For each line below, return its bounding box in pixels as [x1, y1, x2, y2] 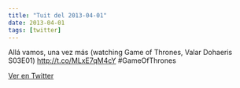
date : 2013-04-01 [8, 19, 65, 27]
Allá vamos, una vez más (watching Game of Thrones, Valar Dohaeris [8, 48, 233, 57]
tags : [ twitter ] [8, 26, 61, 34]
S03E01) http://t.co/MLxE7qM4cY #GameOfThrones [8, 56, 177, 65]
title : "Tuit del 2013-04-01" [8, 11, 108, 20]
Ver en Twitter [8, 71, 54, 81]
